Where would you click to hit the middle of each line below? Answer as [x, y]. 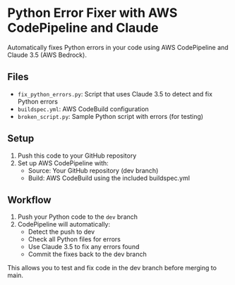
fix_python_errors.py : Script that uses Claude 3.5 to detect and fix [115, 94]
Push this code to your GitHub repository [77, 156]
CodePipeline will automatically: [64, 224]
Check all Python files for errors [74, 239]
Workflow [29, 199]
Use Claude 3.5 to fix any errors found [84, 247]
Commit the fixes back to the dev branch [87, 254]
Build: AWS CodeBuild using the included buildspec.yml [109, 178]
